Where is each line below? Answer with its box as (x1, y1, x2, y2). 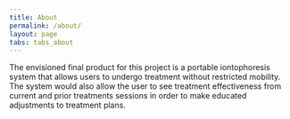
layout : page (9, 29, 58, 38)
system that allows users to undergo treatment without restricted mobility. (9, 72, 281, 83)
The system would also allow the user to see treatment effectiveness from (9, 81, 282, 91)
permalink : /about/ (9, 21, 82, 30)
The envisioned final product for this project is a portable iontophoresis (9, 62, 270, 73)
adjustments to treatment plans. (9, 99, 127, 111)
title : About (9, 12, 58, 22)
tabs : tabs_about (9, 37, 74, 47)
